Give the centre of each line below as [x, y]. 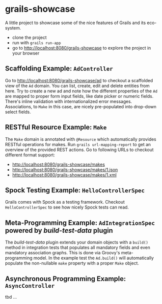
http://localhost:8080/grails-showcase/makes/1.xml [64, 175]
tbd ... [11, 297]
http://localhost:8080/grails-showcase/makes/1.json [65, 169]
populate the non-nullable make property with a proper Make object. [72, 263]
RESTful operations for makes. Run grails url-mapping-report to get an [78, 144]
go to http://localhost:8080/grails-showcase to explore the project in [81, 48]
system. [13, 28]
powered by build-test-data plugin [59, 230]
